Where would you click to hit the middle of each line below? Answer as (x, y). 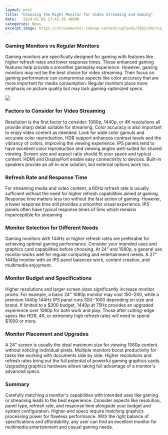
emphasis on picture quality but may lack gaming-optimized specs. (74, 88)
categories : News (23, 24)
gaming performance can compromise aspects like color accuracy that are (82, 78)
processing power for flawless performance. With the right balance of (77, 416)
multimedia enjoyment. (29, 265)
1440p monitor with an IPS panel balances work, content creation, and (77, 260)
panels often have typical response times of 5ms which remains (71, 209)
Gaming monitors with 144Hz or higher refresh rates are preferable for (77, 238)
